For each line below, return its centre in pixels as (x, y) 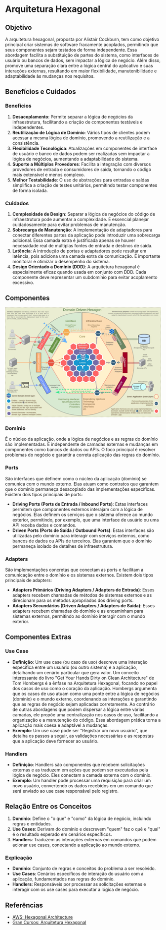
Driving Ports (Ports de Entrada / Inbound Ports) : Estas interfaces (80, 504)
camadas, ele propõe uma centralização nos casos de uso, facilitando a (85, 714)
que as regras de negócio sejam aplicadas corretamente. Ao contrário (83, 704)
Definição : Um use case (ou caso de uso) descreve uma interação (80, 662)
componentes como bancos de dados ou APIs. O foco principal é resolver (80, 450)
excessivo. (23, 282)
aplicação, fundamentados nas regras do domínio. (63, 879)
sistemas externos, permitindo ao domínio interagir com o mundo (79, 616)
